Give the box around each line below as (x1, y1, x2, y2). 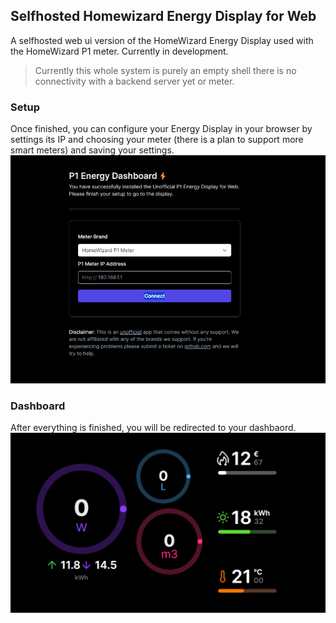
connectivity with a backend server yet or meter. (34, 75, 235, 87)
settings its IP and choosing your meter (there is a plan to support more (10, 134, 304, 146)
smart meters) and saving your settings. (10, 144, 175, 156)
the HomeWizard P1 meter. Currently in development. (10, 45, 229, 57)
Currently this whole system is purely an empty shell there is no (34, 64, 297, 76)
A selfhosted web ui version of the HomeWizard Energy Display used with (10, 34, 314, 46)
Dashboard (10, 399, 66, 413)
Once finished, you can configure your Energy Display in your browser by (10, 123, 313, 135)
